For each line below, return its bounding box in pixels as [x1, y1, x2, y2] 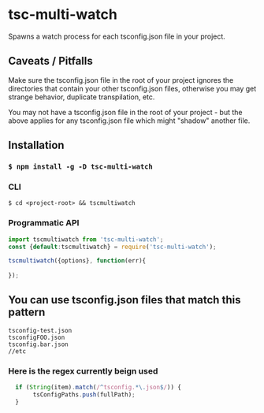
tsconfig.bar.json [8, 340, 69, 348]
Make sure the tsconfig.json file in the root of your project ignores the [8, 75, 234, 84]
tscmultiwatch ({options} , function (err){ [8, 257, 147, 265]
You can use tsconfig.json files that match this [8, 293, 241, 307]
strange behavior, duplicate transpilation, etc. [8, 92, 155, 102]
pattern [8, 306, 46, 319]
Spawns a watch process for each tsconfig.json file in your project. [8, 32, 226, 41]
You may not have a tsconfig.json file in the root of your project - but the [8, 107, 243, 117]
